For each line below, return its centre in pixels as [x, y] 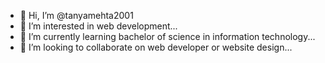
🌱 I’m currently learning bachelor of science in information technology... [167, 36]
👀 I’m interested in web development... [98, 26]
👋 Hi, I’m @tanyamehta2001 [76, 15]
